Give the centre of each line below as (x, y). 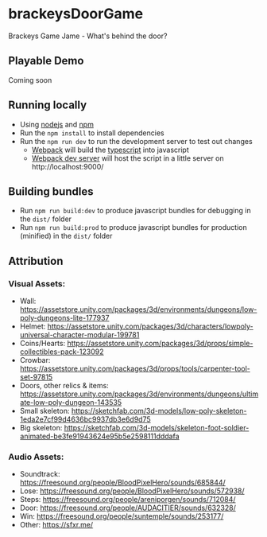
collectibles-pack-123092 (62, 352)
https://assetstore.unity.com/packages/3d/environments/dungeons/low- (138, 309)
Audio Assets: (36, 457)
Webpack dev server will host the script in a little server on (128, 158)
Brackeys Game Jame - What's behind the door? (88, 36)
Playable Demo (46, 61)
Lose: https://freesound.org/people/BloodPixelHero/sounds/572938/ (132, 491)
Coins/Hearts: (43, 344)
